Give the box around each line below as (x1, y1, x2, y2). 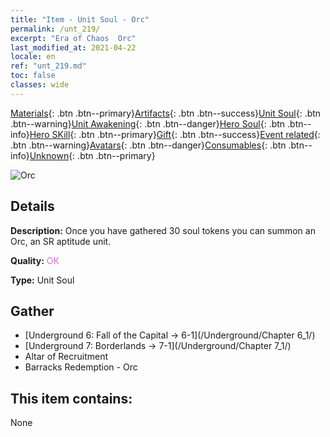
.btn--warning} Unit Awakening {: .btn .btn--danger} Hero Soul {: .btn (10, 117, 286, 130)
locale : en (10, 52, 56, 62)
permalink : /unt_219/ (10, 24, 101, 34)
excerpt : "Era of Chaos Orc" (10, 33, 137, 43)
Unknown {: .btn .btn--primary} (29, 149, 156, 161)
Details (10, 198, 55, 215)
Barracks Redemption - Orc (24, 361, 138, 373)
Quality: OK (10, 254, 60, 266)
